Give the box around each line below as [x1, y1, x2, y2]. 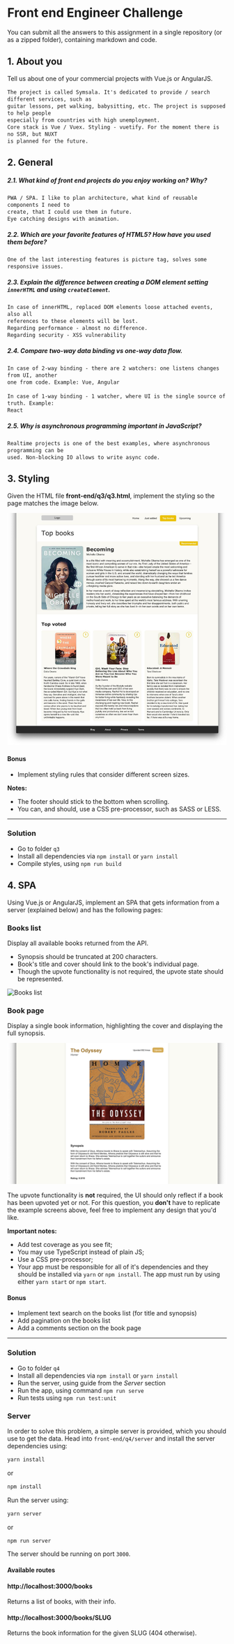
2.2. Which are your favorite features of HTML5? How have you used [7, 230, 211, 238]
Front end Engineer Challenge [7, 5, 183, 21]
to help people [7, 110, 52, 117]
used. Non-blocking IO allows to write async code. [7, 454, 160, 461]
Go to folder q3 [17, 844, 61, 853]
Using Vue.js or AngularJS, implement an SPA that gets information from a [7, 898, 219, 907]
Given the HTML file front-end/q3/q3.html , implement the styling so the [7, 491, 215, 500]
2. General [7, 157, 54, 168]
